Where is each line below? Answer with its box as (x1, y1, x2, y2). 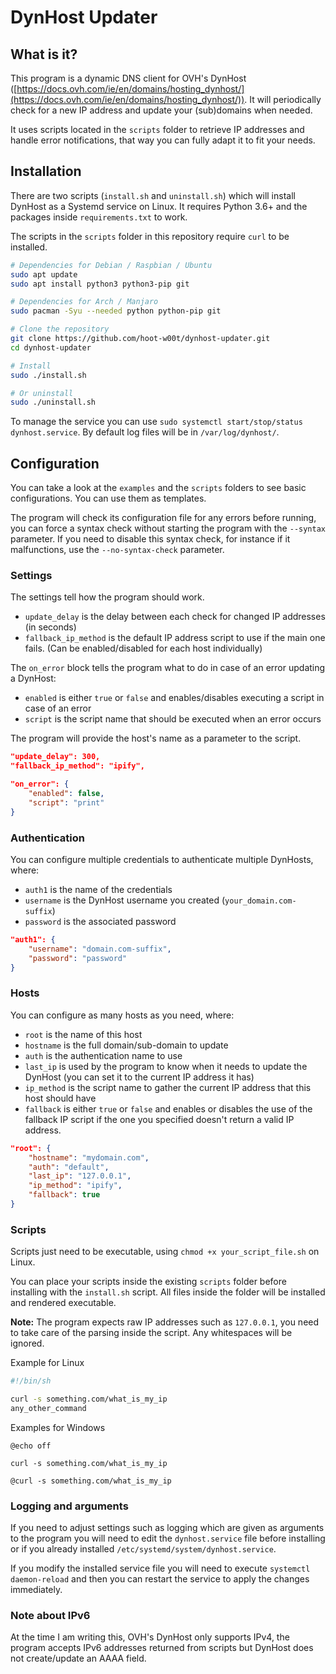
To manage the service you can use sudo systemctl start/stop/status (10, 416, 303, 428)
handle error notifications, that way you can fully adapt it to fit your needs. (10, 134, 316, 146)
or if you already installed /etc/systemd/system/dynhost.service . (10, 1543, 277, 1555)
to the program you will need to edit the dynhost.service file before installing (10, 1532, 326, 1545)
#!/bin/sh (10, 1376, 52, 1386)
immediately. (10, 1584, 63, 1596)
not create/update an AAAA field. (10, 1652, 147, 1665)
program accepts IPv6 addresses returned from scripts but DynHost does (10, 1642, 314, 1654)
